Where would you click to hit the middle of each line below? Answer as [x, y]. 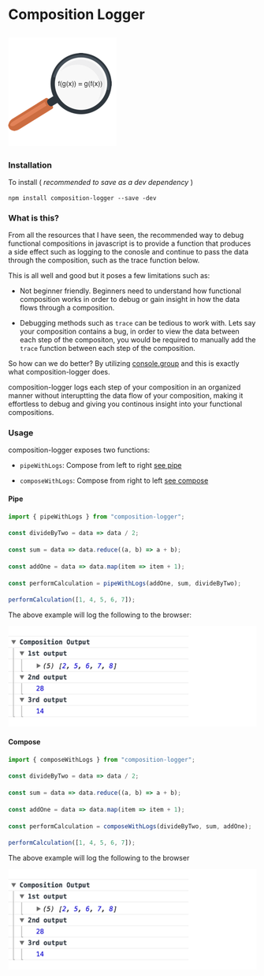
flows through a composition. [67, 308]
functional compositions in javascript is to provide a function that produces [130, 243]
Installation [30, 165]
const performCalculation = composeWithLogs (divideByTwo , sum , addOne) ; [130, 826]
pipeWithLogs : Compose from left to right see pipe [100, 465]
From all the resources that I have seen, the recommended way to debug [126, 236]
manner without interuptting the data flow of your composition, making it [126, 396]
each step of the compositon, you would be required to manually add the [138, 340]
